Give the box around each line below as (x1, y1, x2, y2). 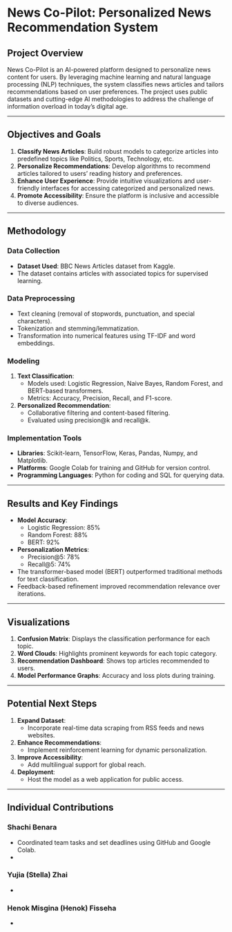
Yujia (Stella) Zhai (7, 870, 68, 880)
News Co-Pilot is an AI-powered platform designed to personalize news (7, 66, 211, 73)
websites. (27, 731, 55, 739)
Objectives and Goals (7, 129, 101, 141)
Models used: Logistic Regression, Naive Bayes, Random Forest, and (27, 379, 223, 388)
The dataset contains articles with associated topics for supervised (17, 269, 209, 278)
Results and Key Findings (7, 497, 119, 510)
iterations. (17, 590, 46, 598)
